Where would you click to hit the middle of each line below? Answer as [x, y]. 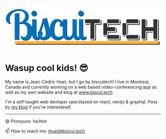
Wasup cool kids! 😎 [47, 68]
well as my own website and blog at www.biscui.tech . [60, 92]
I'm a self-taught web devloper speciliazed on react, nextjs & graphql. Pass [82, 102]
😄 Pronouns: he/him [26, 121]
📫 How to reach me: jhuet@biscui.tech [45, 131]
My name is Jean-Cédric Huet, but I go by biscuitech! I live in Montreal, [77, 82]
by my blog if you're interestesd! [38, 107]
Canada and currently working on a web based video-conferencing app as [81, 87]
